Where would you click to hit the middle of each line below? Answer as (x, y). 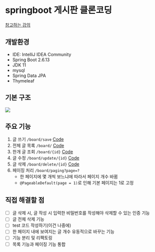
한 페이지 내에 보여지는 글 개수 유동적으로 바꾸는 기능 (63, 232)
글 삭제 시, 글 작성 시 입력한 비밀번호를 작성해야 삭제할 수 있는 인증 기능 (81, 213)
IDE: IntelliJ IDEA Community (42, 54)
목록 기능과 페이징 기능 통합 (39, 244)
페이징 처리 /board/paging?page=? (46, 170)
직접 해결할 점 (25, 200)
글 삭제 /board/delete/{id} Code (46, 164)
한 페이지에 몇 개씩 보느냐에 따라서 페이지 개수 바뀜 (69, 176)
